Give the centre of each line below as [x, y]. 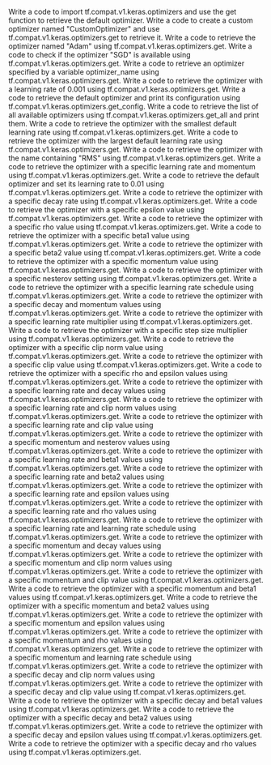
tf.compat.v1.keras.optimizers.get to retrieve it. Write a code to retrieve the [132, 37]
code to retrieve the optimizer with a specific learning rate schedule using [131, 287]
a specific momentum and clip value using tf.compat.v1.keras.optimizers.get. [136, 580]
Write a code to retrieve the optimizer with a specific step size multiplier [128, 330]
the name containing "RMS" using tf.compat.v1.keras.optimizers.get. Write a [135, 158]
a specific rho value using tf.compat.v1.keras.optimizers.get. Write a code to [135, 227]
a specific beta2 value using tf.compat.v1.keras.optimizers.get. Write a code [135, 253]
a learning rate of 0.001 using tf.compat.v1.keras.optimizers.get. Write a [127, 89]
